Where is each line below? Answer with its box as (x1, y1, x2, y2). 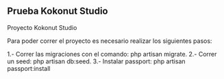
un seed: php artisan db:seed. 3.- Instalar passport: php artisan (7, 57, 186, 65)
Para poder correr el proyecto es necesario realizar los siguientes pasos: (7, 37, 212, 45)
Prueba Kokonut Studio (7, 5, 108, 17)
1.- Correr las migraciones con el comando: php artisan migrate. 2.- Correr (7, 50, 217, 58)
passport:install (7, 64, 51, 72)
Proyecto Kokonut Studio (7, 23, 77, 31)
